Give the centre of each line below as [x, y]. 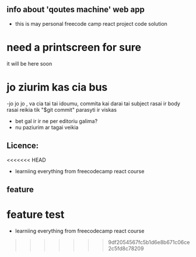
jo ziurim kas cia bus [57, 87]
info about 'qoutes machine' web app [76, 10]
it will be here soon [29, 63]
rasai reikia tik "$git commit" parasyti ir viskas [62, 109]
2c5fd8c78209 [126, 248]
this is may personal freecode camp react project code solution [91, 23]
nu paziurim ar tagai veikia [47, 127]
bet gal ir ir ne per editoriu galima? [56, 121]
